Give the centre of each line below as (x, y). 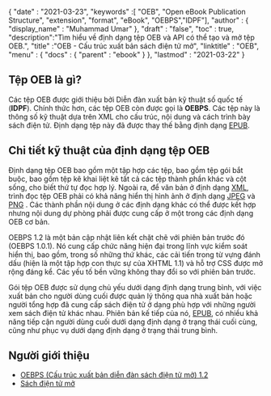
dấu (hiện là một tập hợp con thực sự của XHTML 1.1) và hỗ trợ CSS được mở (136, 263)
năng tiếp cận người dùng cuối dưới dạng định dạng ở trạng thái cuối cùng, (133, 322)
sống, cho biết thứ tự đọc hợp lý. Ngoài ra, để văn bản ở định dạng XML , (129, 187)
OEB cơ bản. (29, 221)
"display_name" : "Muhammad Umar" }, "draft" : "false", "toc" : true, (121, 29)
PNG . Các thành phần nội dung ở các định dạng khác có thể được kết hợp (132, 204)
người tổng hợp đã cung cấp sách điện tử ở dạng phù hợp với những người (132, 304)
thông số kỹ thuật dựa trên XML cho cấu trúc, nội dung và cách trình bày (129, 116)
